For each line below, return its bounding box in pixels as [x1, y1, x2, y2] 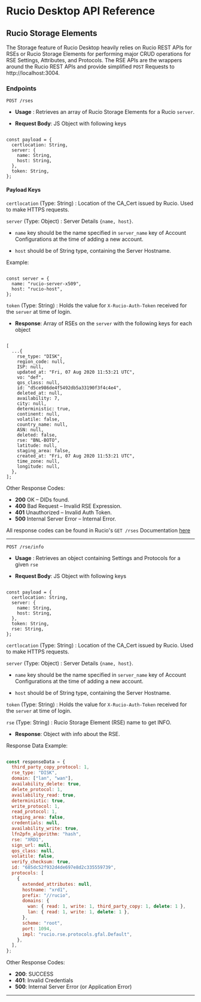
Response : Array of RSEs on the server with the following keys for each [14, 319, 193, 327]
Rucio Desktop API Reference [6, 4, 156, 18]
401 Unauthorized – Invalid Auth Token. [14, 508, 112, 516]
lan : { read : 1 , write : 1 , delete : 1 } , [28, 909, 130, 915]
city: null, [17, 400, 47, 407]
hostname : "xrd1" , [22, 886, 68, 893]
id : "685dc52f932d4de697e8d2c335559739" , [11, 864, 117, 871]
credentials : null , [11, 820, 60, 826]
